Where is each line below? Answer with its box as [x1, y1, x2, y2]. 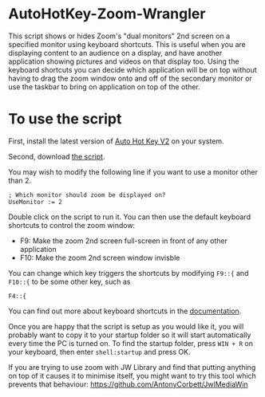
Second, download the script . [8, 151, 105, 161]
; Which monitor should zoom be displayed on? [8, 191, 166, 199]
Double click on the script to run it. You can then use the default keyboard [8, 212, 251, 222]
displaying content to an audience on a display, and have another [8, 48, 223, 57]
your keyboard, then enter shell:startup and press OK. [8, 347, 191, 356]
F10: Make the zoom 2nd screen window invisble [19, 253, 180, 262]
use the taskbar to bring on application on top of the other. [8, 81, 201, 92]
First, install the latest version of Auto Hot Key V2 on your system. [8, 136, 225, 146]
